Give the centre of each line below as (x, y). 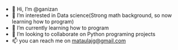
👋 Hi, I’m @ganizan (35, 9)
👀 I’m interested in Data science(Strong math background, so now (92, 15)
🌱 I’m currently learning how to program (60, 28)
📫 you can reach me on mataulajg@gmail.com (69, 41)
